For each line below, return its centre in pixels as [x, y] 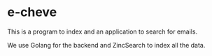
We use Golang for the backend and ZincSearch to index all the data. [106, 45]
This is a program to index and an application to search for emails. [103, 31]
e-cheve [32, 12]
